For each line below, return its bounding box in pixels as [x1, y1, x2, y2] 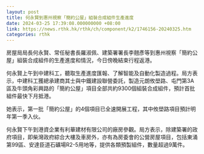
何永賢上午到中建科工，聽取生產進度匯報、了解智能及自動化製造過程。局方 [6, 69, 192, 77]
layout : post [6, 9, 39, 15]
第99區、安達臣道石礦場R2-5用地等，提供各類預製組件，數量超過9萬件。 [6, 141, 188, 149]
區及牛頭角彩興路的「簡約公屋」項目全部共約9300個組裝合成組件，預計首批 [6, 85, 195, 92]
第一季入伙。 [11, 113, 44, 121]
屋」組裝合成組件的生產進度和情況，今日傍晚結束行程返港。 [6, 57, 155, 64]
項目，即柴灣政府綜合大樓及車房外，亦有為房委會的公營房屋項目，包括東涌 [11, 133, 198, 141]
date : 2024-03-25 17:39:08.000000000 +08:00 [6, 20, 121, 26]
